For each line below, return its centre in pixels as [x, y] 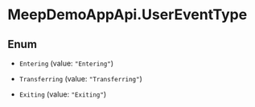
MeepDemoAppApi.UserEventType [127, 15]
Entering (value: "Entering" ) [66, 63]
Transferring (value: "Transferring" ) [80, 79]
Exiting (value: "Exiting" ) [62, 94]
